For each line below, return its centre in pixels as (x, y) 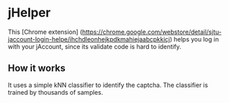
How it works (37, 68)
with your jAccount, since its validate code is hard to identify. (95, 46)
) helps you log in (194, 39)
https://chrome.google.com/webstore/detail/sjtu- (152, 32)
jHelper (29, 13)
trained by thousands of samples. (55, 92)
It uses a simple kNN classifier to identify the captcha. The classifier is (108, 85)
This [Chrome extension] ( (45, 32)
